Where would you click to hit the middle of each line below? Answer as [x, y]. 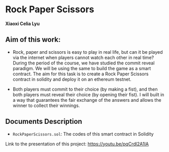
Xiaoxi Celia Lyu [22, 24]
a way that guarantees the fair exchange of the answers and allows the [87, 100]
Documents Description [44, 122]
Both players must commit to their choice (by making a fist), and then [85, 89]
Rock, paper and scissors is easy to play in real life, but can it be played [88, 52]
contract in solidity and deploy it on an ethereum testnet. [72, 79]
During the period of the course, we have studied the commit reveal [83, 63]
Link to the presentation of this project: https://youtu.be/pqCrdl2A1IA [77, 144]
